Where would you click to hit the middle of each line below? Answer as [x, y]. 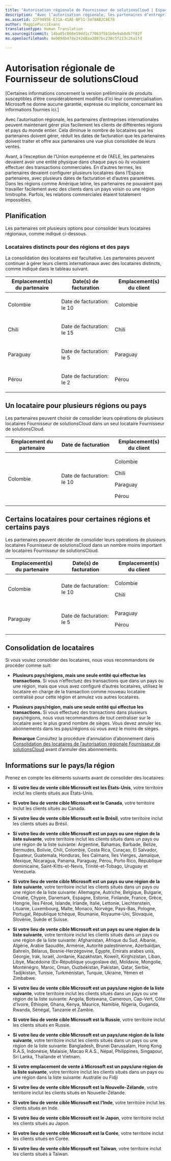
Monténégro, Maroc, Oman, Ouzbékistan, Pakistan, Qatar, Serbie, [81, 968]
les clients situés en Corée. [41, 1139]
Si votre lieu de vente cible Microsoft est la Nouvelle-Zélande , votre [85, 1087]
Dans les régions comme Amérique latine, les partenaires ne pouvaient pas [84, 183]
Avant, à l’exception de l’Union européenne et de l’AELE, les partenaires [80, 156]
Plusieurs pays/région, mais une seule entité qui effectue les [78, 707]
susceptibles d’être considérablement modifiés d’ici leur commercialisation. [84, 99]
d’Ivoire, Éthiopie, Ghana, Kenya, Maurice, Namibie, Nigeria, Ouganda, [86, 1004]
